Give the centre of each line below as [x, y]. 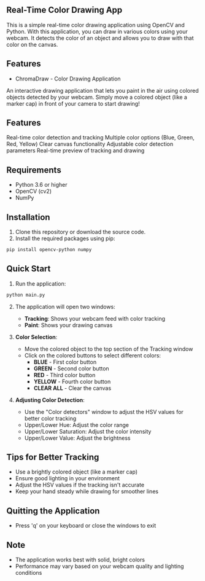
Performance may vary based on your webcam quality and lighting [99, 566]
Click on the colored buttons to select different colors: [93, 355]
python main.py [26, 295]
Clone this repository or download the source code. [80, 232]
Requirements [34, 170]
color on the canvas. [32, 44]
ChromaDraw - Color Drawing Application [68, 79]
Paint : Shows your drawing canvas [68, 325]
